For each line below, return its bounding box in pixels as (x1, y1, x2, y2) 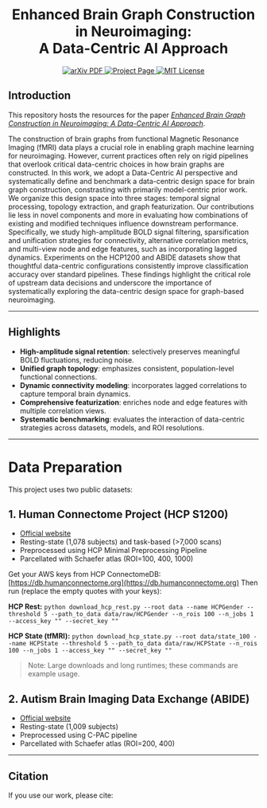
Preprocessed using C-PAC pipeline (19, 731, 137, 740)
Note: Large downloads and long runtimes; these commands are (27, 661, 238, 670)
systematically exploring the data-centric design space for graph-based (8, 286, 244, 296)
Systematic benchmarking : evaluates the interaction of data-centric (19, 414, 245, 424)
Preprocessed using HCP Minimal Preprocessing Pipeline (19, 546, 207, 555)
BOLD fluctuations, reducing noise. (19, 355, 135, 364)
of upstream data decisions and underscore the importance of (8, 277, 212, 288)
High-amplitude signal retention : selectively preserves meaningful (19, 347, 240, 356)
